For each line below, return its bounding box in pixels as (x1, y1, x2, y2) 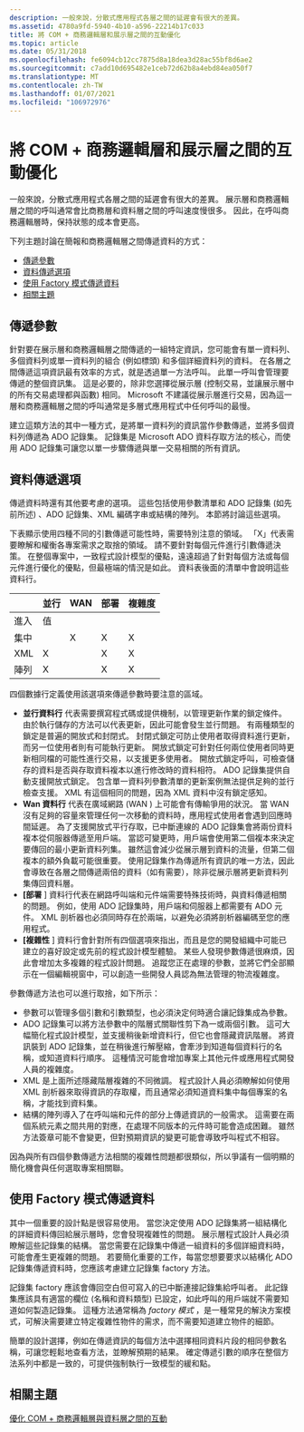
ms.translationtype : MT (9, 73, 100, 82)
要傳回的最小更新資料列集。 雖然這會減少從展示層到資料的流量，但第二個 (22, 843, 295, 854)
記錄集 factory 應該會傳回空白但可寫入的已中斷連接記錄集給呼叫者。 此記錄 (9, 1281, 289, 1292)
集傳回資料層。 (22, 877, 79, 889)
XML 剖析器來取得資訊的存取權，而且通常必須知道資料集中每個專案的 (22, 1086, 280, 1097)
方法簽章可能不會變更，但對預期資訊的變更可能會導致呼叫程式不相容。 (22, 1131, 285, 1143)
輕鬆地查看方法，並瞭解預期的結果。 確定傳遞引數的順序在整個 (48, 1346, 281, 1357)
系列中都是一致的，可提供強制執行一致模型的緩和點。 (16, 1358, 215, 1369)
